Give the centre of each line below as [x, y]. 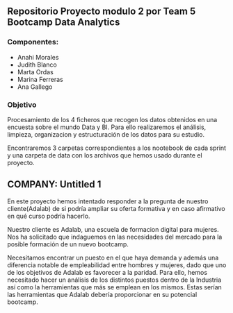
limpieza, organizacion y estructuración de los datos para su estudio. [106, 134]
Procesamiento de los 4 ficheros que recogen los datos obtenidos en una [112, 119]
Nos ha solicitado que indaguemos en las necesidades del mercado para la [115, 237]
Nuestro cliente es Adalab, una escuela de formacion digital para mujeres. [113, 229]
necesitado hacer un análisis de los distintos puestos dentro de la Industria [114, 280]
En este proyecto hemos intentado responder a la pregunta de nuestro [108, 201]
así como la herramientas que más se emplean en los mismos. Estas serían [115, 287]
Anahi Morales [38, 57]
